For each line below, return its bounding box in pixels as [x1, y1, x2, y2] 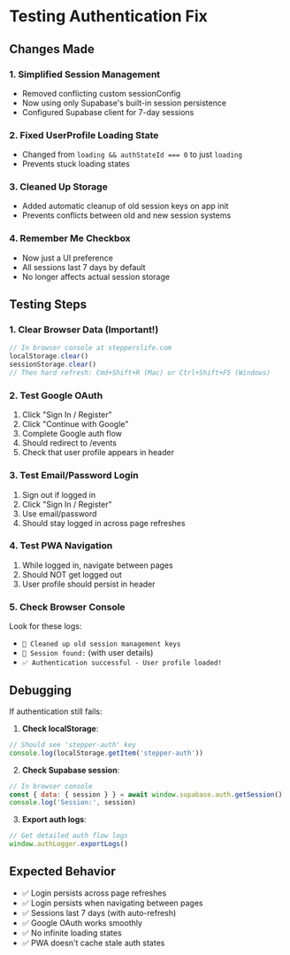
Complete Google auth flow [21, 428, 122, 439]
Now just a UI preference [21, 252, 113, 263]
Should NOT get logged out [21, 569, 122, 579]
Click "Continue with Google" [21, 419, 129, 430]
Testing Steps [9, 297, 88, 312]
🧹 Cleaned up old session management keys [21, 640, 181, 648]
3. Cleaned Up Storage [9, 181, 108, 193]
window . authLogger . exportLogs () [9, 840, 128, 849]
